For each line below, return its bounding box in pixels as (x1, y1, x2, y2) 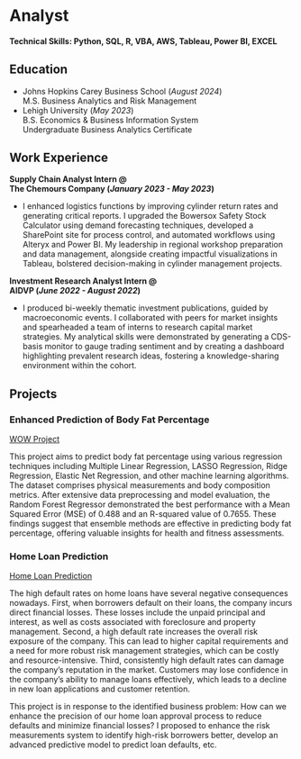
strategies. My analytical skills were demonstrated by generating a (22, 331, 269, 342)
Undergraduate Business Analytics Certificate (22, 123, 193, 135)
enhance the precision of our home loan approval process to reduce (9, 710, 262, 721)
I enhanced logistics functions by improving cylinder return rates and (22, 201, 278, 212)
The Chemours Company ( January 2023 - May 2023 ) (9, 184, 214, 194)
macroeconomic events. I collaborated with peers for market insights (22, 312, 278, 323)
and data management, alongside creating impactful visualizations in (22, 248, 278, 259)
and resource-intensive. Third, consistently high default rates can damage (9, 655, 285, 666)
